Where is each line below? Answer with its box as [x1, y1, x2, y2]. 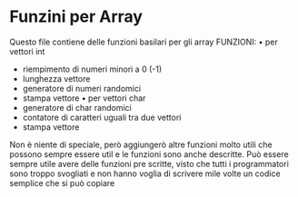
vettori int [9, 45, 45, 56]
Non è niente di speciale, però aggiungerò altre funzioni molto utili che [9, 139, 273, 150]
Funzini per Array [9, 6, 144, 27]
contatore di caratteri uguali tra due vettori [22, 112, 182, 123]
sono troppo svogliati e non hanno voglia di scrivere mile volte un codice [9, 168, 281, 179]
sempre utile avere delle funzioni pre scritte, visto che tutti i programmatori [9, 158, 289, 169]
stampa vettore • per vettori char [22, 93, 146, 103]
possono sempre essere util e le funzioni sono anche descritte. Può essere [9, 148, 289, 160]
